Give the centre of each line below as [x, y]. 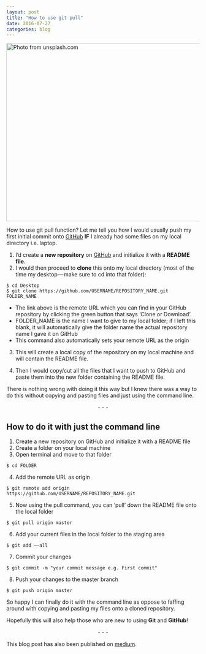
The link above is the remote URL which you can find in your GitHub [101, 308]
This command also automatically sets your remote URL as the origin [102, 340]
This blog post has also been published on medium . [71, 644]
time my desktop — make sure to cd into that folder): [81, 275]
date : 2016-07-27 [29, 23]
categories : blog [29, 29]
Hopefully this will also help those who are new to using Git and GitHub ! [97, 620]
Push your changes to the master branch [67, 579]
